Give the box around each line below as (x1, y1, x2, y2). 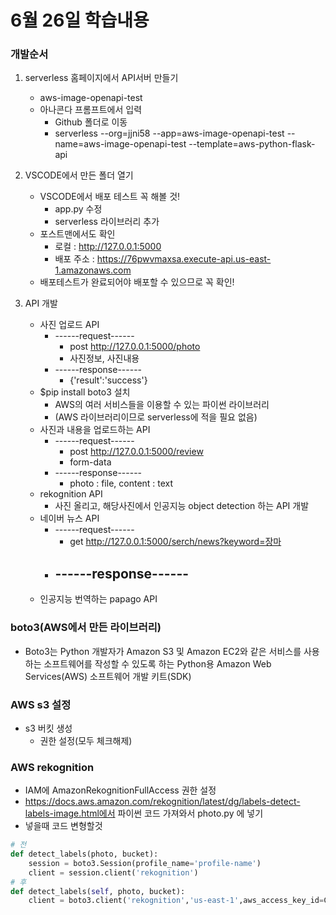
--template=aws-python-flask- (188, 138, 316, 150)
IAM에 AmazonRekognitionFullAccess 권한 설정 (24, 784, 217, 796)
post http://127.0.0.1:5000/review (69, 446, 204, 458)
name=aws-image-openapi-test (54, 138, 187, 150)
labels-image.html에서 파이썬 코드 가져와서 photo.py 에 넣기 (24, 807, 264, 820)
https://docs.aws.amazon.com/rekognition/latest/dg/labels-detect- (24, 796, 301, 808)
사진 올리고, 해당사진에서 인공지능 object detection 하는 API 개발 (54, 500, 310, 512)
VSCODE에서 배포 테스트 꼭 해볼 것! (39, 191, 181, 203)
